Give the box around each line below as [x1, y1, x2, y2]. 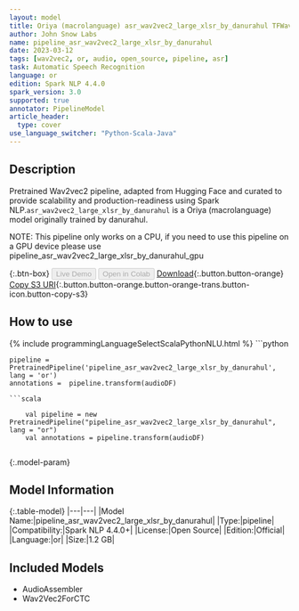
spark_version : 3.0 [9, 87, 82, 96]
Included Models [9, 560, 104, 575]
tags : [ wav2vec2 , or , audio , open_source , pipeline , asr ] [9, 54, 229, 63]
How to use [9, 314, 73, 330]
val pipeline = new [25, 410, 98, 419]
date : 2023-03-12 [9, 46, 74, 55]
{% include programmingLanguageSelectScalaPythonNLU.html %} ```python [9, 338, 289, 348]
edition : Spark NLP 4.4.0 [9, 79, 105, 88]
